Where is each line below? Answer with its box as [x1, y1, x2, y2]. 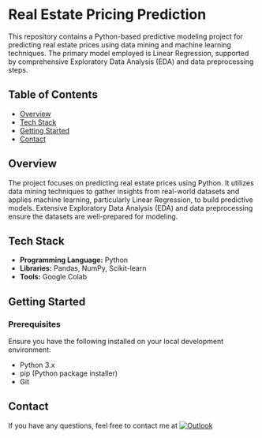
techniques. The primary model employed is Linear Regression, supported [8, 48, 249, 58]
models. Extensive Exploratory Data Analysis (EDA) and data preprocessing [8, 203, 253, 212]
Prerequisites [8, 318, 61, 329]
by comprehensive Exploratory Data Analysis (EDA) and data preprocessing [8, 57, 254, 66]
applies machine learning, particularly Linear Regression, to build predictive [8, 195, 254, 204]
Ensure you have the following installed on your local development [8, 337, 224, 346]
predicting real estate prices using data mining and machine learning [8, 39, 231, 49]
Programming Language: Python [19, 255, 129, 265]
